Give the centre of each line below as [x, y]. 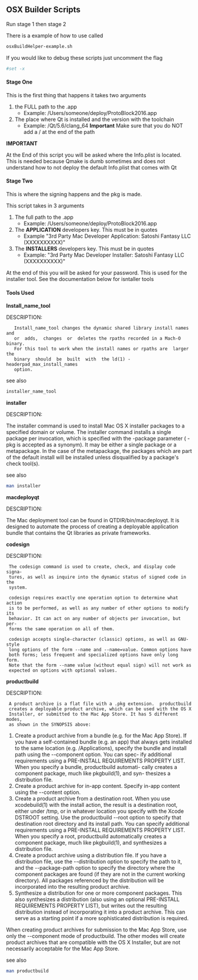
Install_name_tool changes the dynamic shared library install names [101, 328]
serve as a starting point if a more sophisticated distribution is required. [102, 918]
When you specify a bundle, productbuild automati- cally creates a [96, 767]
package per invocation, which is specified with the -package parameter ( [96, 439]
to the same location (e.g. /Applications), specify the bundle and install [101, 748]
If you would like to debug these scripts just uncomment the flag [85, 58]
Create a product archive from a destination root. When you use [92, 798]
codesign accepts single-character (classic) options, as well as [92, 639]
